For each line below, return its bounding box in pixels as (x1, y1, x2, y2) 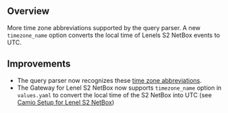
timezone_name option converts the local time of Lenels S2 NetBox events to (7, 31, 220, 39)
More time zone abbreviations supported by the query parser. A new (7, 23, 201, 32)
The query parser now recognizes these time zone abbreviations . (16, 76, 203, 84)
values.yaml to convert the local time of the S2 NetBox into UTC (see (16, 90, 212, 99)
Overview (7, 5, 50, 17)
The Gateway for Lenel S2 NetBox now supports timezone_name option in (16, 84, 222, 92)
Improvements (7, 58, 71, 70)
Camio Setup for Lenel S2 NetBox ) (16, 98, 115, 106)
